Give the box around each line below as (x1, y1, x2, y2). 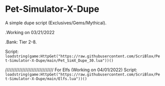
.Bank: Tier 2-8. (5, 39, 37, 45)
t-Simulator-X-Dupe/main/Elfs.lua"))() (5, 76, 87, 81)
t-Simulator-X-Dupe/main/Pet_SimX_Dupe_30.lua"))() (5, 58, 114, 63)
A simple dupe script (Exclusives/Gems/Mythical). (5, 20, 107, 26)
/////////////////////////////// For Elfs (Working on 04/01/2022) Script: (5, 67, 137, 73)
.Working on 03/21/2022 (5, 29, 55, 35)
